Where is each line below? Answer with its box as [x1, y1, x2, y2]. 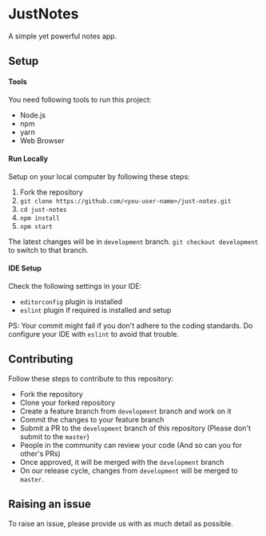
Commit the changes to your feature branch [19, 414, 165, 424]
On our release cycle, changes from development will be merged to [19, 466, 238, 475]
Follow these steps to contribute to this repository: [8, 374, 174, 383]
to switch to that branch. [8, 245, 89, 254]
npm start [19, 222, 54, 230]
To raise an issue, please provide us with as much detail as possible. [8, 518, 233, 528]
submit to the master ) [19, 431, 90, 441]
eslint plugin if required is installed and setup [19, 305, 172, 314]
